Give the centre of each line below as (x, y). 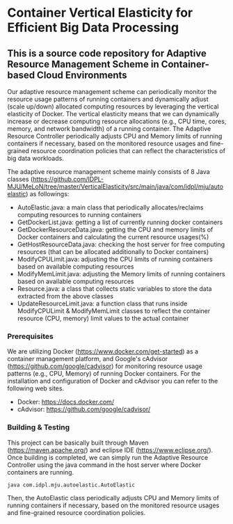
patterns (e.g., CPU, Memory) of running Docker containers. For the (104, 374)
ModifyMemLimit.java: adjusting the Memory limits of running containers (121, 274)
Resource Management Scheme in (83, 64)
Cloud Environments (82, 75)
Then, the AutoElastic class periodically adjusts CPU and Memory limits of (113, 498)
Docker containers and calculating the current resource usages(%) (113, 237)
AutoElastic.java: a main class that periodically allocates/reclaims (110, 207)
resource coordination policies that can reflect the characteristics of (128, 151)
